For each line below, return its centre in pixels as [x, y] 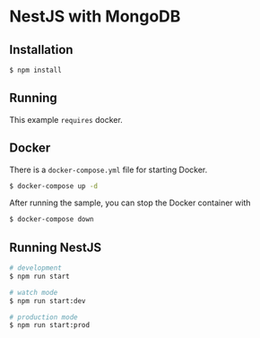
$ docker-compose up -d [54, 186]
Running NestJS [56, 247]
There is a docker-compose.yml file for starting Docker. [108, 169]
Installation [41, 50]
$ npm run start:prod [50, 325]
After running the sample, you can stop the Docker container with [130, 203]
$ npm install [36, 70]
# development [36, 268]
